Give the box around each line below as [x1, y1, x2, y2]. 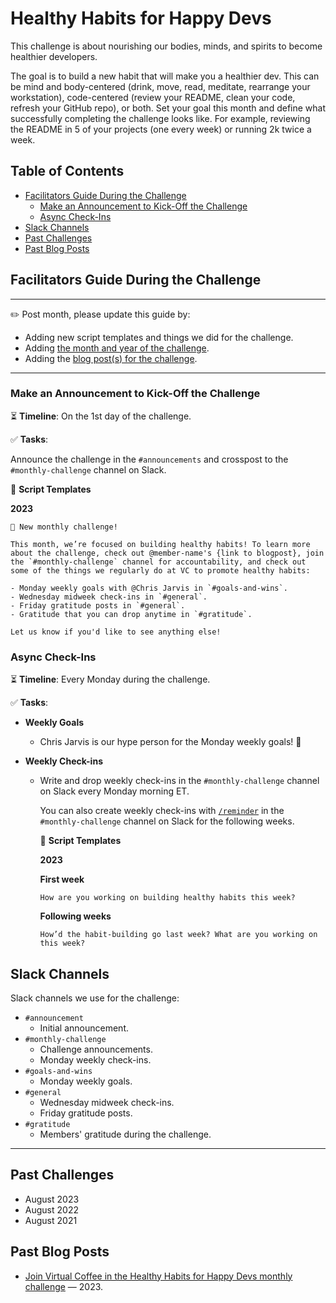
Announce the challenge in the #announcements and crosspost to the [10, 453, 289, 465]
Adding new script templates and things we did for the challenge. [24, 331, 294, 343]
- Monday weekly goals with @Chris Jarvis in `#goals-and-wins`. [10, 583, 288, 593]
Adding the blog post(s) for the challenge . [24, 352, 198, 364]
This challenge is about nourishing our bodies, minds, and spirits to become [10, 40, 323, 52]
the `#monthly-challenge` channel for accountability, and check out [10, 557, 307, 567]
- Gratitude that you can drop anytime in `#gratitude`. [10, 609, 253, 619]
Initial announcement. [39, 1022, 129, 1034]
